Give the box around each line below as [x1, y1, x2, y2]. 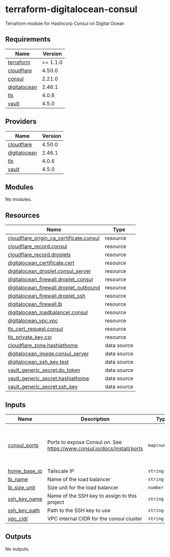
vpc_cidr [8, 515, 29, 522]
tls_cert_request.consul [8, 325, 63, 333]
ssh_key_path [8, 507, 40, 514]
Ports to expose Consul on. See [47, 438, 122, 445]
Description [80, 415, 110, 422]
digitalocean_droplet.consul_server [8, 268, 91, 275]
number [148, 485, 164, 490]
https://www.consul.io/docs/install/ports [47, 445, 143, 452]
